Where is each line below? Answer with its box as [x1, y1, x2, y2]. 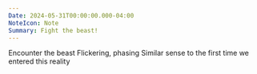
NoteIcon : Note [8, 19, 59, 27]
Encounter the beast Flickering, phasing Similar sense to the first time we [8, 49, 250, 58]
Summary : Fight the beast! [8, 26, 98, 34]
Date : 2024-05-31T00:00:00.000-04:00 [8, 11, 135, 20]
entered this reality [8, 56, 70, 66]
